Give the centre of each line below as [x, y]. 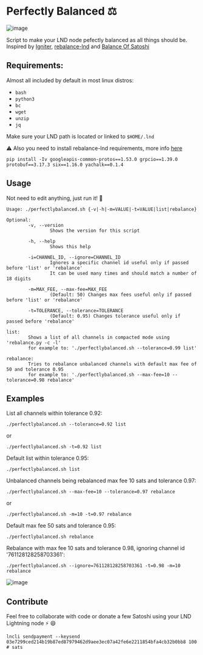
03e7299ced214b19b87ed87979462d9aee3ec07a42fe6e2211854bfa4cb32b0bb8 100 [102, 642]
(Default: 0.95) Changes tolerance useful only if [115, 316]
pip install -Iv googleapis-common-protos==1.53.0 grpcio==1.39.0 [92, 159]
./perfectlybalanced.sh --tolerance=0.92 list [66, 424]
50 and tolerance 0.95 [35, 369]
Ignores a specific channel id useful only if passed [119, 263]
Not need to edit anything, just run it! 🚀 [55, 198]
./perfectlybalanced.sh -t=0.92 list [54, 447]
